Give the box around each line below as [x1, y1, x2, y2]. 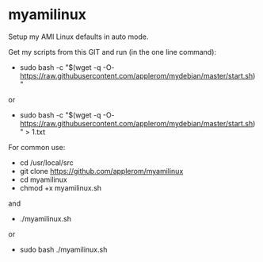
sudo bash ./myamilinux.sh [19, 245, 108, 254]
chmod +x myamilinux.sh [19, 183, 101, 192]
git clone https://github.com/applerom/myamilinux [19, 166, 184, 175]
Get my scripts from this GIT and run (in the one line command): [8, 47, 216, 56]
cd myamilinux [19, 175, 67, 184]
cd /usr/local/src [19, 157, 74, 168]
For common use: [8, 142, 66, 152]
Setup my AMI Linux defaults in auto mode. [8, 32, 149, 41]
